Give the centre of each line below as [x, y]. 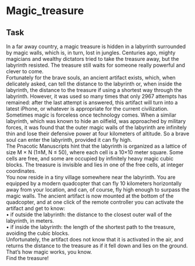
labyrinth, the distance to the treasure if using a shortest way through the [94, 90]
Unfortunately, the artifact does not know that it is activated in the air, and [95, 239]
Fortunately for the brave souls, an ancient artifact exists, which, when [91, 78]
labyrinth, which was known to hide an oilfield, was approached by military [96, 121]
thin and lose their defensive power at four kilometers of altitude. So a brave [98, 134]
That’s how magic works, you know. [49, 252]
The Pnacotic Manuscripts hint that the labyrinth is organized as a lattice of [97, 146]
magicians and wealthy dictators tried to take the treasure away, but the [93, 59]
